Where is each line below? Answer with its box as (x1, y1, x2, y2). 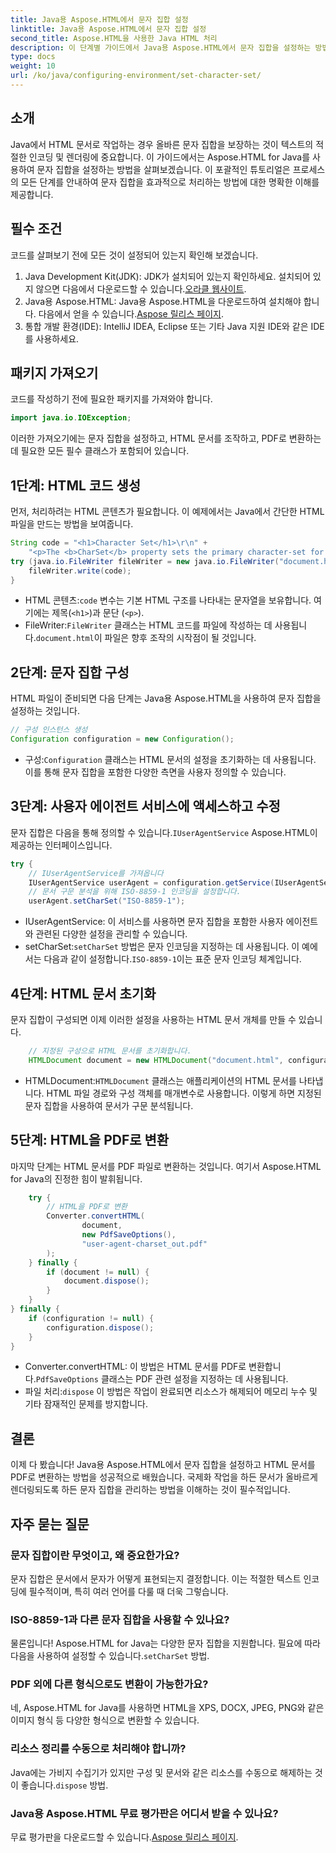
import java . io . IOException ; (10, 413, 132, 423)
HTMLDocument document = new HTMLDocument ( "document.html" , (28, 1055, 284, 1065)
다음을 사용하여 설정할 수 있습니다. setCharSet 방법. (10, 1650, 210, 1662)
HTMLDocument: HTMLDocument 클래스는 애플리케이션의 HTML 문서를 (24, 1074, 297, 1086)
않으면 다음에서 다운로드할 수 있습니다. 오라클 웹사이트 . (35, 282, 247, 295)
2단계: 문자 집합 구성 (10, 664, 130, 681)
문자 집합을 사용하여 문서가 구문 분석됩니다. (24, 1099, 194, 1111)
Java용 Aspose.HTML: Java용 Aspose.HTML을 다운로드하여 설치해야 (24, 295, 302, 307)
